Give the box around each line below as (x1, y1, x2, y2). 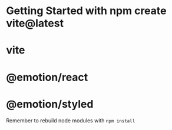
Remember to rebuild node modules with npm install (6, 116, 135, 124)
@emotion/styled (6, 97, 94, 111)
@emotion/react (6, 71, 88, 84)
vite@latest (6, 16, 64, 30)
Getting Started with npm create (6, 4, 167, 18)
